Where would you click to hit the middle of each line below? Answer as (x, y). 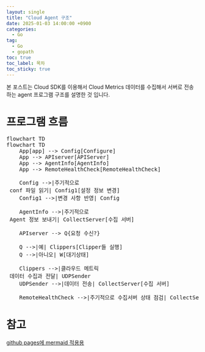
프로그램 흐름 (37, 122)
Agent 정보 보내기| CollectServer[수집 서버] (72, 220)
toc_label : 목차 (26, 63)
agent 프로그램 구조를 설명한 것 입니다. (64, 95)
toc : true (19, 58)
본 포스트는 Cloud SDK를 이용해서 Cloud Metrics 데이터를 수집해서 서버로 (95, 87)
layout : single (26, 12)
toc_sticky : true (28, 69)
